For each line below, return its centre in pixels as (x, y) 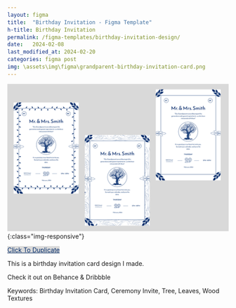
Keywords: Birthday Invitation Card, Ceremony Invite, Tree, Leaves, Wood (113, 291)
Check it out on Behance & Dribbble (59, 277)
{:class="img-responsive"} (46, 236)
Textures (20, 298)
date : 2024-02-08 (36, 45)
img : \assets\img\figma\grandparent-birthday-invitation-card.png (106, 67)
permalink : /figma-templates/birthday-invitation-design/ (94, 37)
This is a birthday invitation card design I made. (76, 264)
